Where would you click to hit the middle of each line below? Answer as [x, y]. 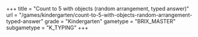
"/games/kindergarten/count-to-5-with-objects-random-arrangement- [106, 15]
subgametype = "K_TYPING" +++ [47, 27]
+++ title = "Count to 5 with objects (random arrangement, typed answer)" [98, 9]
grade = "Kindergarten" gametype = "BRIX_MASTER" [110, 21]
